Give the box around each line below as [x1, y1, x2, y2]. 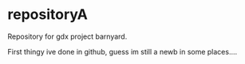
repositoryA [7, 6, 89, 24]
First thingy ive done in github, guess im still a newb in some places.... [7, 47, 238, 56]
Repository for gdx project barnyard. [7, 32, 128, 41]
